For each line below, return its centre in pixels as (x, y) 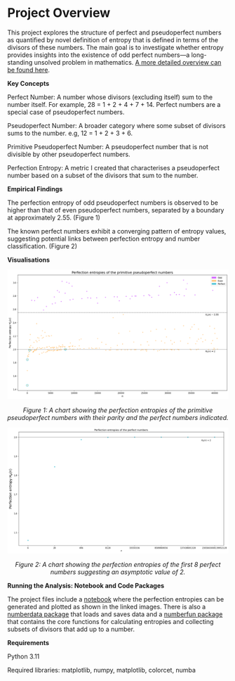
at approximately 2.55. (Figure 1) (54, 217)
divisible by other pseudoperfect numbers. (69, 154)
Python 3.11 (23, 656)
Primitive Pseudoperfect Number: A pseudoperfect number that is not (108, 146)
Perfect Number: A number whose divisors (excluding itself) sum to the (110, 97)
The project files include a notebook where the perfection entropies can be (116, 599)
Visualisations (29, 260)
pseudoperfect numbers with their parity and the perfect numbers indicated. (118, 417)
